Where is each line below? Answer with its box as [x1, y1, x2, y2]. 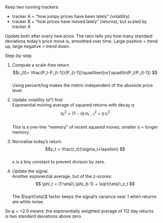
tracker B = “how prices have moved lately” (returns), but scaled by [12, 19, 147, 24]
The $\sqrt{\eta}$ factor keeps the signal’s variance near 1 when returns [12, 193, 157, 200]
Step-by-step [5, 53, 32, 59]
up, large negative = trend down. [5, 44, 70, 49]
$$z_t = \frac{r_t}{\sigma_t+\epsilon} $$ [45, 146, 125, 152]
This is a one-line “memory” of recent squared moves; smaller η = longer [12, 124, 158, 130]
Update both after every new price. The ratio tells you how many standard [5, 33, 153, 39]
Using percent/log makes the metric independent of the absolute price [12, 82, 153, 88]
